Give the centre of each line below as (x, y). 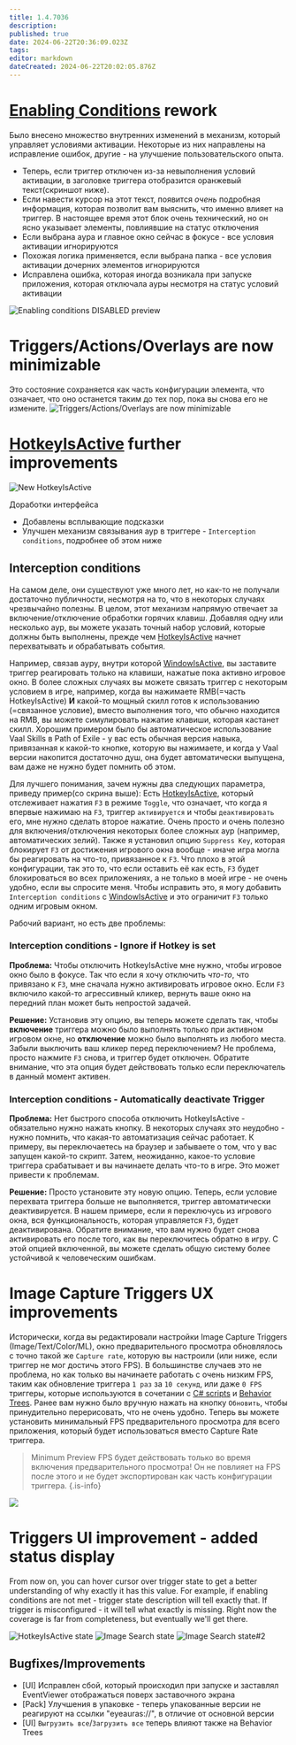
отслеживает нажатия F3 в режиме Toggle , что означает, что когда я (138, 803)
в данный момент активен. (60, 1076)
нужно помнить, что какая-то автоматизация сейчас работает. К (132, 1137)
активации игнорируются (70, 246)
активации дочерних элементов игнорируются (111, 265)
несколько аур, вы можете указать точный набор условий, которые (137, 627)
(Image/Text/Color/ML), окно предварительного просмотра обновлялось (146, 1347)
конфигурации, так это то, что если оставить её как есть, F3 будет (134, 868)
